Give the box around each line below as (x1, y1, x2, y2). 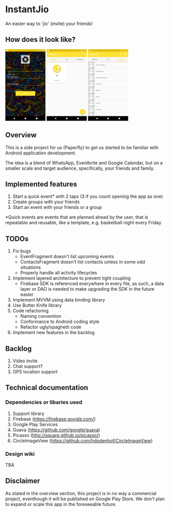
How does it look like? (5, 35, 76, 44)
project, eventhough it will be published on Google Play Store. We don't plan (5, 496, 165, 502)
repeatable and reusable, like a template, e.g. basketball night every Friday (5, 220, 162, 226)
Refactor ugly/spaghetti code (20, 324, 81, 330)
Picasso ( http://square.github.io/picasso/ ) (12, 432, 100, 438)
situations (20, 264, 41, 270)
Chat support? (12, 363, 43, 369)
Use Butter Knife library (12, 302, 62, 309)
